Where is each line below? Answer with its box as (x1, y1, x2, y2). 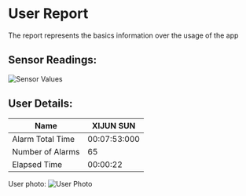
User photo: (8, 179, 47, 188)
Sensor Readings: (8, 53, 97, 67)
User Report (8, 5, 89, 23)
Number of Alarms (12, 146, 80, 157)
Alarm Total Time (12, 133, 75, 144)
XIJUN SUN (91, 120, 136, 131)
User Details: (8, 97, 73, 111)
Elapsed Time (12, 158, 63, 169)
